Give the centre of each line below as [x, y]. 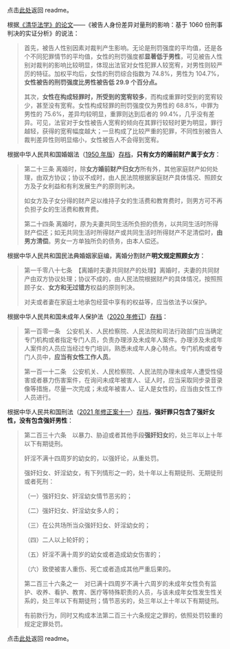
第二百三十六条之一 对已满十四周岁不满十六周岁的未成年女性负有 [117, 583]
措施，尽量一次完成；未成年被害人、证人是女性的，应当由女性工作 [129, 389]
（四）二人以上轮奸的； [57, 540]
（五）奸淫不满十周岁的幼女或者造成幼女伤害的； [93, 554]
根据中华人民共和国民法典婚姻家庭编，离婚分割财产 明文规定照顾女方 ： [106, 255]
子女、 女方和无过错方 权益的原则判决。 [84, 287]
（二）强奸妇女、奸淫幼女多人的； [72, 511]
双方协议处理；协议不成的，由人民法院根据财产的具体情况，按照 [126, 279]
